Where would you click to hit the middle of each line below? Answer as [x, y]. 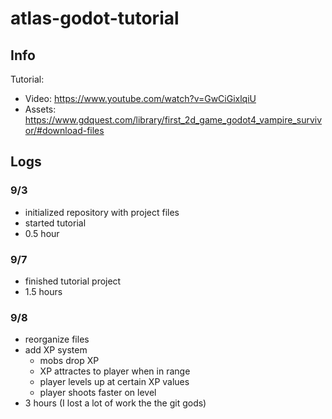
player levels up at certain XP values [114, 382]
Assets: [40, 109]
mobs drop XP [69, 361]
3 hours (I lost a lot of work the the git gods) [115, 403]
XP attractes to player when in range [115, 371]
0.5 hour [42, 233]
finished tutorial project [73, 281]
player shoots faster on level [98, 393]
